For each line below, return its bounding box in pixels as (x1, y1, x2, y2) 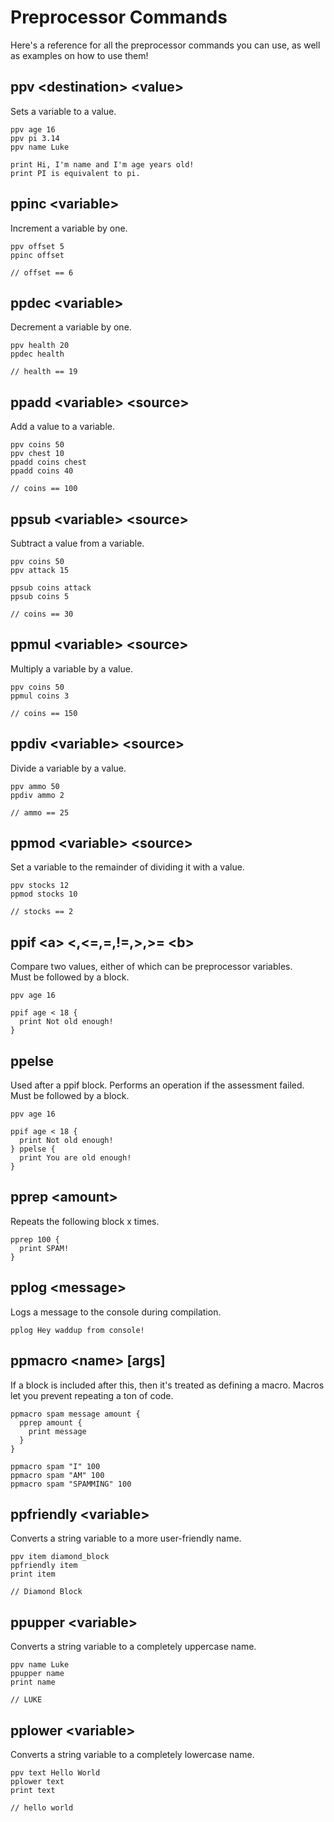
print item (10, 1569, 56, 1580)
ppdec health (10, 349, 65, 360)
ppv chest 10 (10, 449, 65, 459)
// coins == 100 (10, 484, 78, 494)
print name (10, 1677, 56, 1688)
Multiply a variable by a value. (10, 662, 133, 675)
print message (28, 1426, 87, 1436)
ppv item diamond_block (10, 1552, 110, 1562)
